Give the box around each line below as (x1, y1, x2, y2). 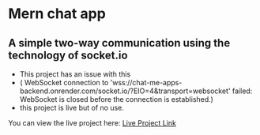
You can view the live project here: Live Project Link (8, 118, 176, 127)
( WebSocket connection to (19, 78, 109, 87)
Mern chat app (8, 5, 107, 23)
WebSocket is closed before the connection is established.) (19, 95, 213, 103)
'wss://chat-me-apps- (110, 78, 183, 87)
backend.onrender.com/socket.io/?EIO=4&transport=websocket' (19, 86, 231, 96)
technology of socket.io (8, 48, 128, 62)
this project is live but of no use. (19, 103, 124, 112)
